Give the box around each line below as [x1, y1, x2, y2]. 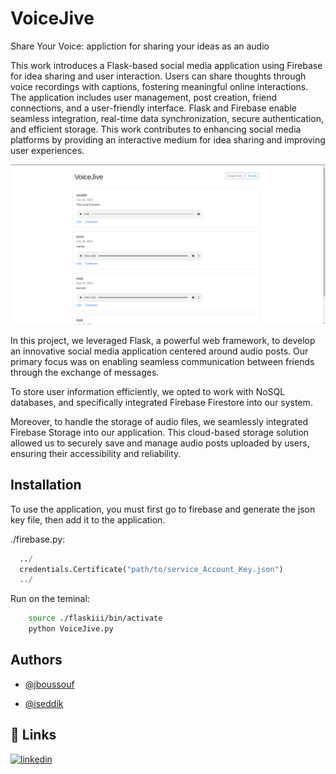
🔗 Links [10, 727, 57, 744]
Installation [10, 477, 82, 494]
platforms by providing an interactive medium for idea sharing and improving [10, 133, 326, 146]
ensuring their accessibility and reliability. [10, 447, 182, 459]
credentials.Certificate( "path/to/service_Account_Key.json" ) [19, 564, 284, 574]
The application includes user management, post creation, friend [10, 91, 278, 103]
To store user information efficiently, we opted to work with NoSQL [10, 385, 286, 397]
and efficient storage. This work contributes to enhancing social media [10, 123, 302, 135]
